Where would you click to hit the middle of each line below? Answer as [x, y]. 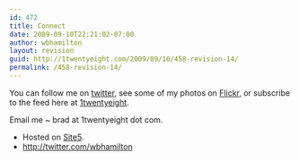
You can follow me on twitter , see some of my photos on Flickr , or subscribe [149, 93]
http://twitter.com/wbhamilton [77, 146]
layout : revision [42, 51]
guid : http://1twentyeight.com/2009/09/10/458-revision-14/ [124, 59]
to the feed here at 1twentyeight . [70, 102]
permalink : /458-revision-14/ [66, 68]
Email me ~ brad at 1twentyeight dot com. [86, 119]
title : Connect [38, 26]
